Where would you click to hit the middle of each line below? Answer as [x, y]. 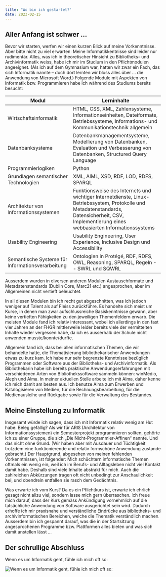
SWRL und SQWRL [99, 269]
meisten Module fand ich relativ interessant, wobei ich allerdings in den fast [82, 322]
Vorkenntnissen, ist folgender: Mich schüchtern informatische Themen [77, 459]
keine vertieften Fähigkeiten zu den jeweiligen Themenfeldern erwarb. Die [80, 317]
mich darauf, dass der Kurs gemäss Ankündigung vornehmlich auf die [76, 500]
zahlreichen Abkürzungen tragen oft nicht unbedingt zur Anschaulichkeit [79, 475]
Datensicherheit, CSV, [99, 215]
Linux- [141, 197]
